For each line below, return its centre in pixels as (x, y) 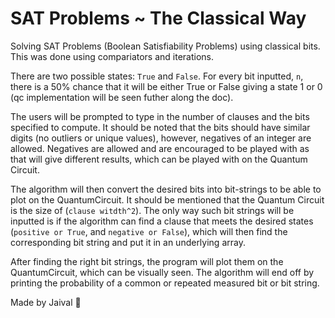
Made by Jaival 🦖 (46, 302)
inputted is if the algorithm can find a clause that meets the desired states (162, 221)
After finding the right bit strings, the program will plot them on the (147, 261)
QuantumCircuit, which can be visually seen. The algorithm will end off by (162, 272)
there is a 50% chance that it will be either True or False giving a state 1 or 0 (166, 86)
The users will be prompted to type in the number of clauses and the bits (160, 116)
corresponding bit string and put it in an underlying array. (128, 242)
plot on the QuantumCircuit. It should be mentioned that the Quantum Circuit (167, 199)
